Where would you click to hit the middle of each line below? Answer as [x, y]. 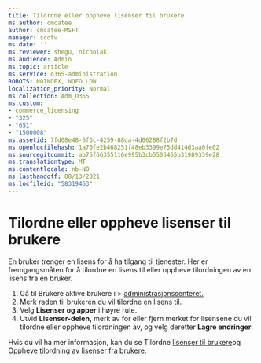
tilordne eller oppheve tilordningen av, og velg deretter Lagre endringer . [136, 327]
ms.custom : [26, 103]
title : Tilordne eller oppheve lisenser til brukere [96, 15]
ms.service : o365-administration [63, 74]
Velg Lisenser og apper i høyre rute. [78, 310]
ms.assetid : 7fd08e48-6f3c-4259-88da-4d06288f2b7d [93, 140]
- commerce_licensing [44, 111]
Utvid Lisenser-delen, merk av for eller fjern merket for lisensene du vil [135, 318]
